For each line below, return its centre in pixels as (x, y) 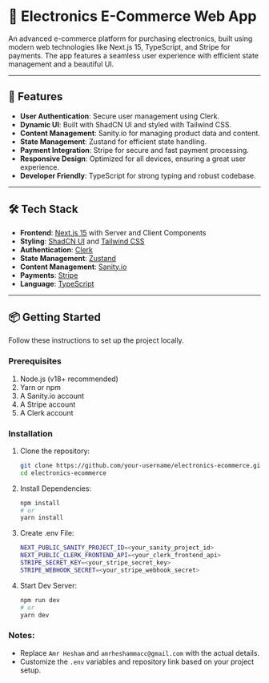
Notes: (22, 636)
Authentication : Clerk (56, 249)
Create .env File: (47, 533)
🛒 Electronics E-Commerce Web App (132, 16)
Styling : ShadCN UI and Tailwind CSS (82, 241)
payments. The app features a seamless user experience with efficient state (133, 55)
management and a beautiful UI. (61, 64)
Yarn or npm (40, 387)
